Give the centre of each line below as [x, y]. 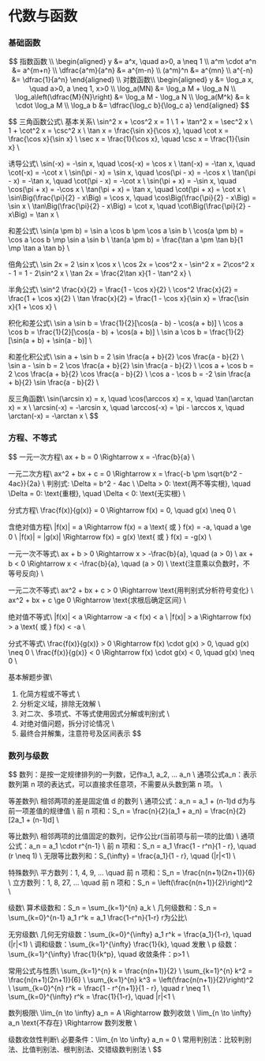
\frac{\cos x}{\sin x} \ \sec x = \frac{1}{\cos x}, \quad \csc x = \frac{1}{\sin [129, 139]
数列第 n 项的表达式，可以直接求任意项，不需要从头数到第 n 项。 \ [115, 784]
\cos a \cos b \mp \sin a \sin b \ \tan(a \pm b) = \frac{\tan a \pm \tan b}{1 [125, 240]
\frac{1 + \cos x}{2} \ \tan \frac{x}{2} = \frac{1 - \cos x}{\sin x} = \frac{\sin [129, 299]
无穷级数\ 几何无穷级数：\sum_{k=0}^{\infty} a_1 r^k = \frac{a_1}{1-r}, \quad [130, 935]
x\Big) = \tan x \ [34, 215]
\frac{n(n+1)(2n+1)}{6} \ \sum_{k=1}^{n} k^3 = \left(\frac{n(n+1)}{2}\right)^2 [131, 980]
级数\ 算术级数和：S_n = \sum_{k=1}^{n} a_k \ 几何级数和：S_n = [113, 908]
